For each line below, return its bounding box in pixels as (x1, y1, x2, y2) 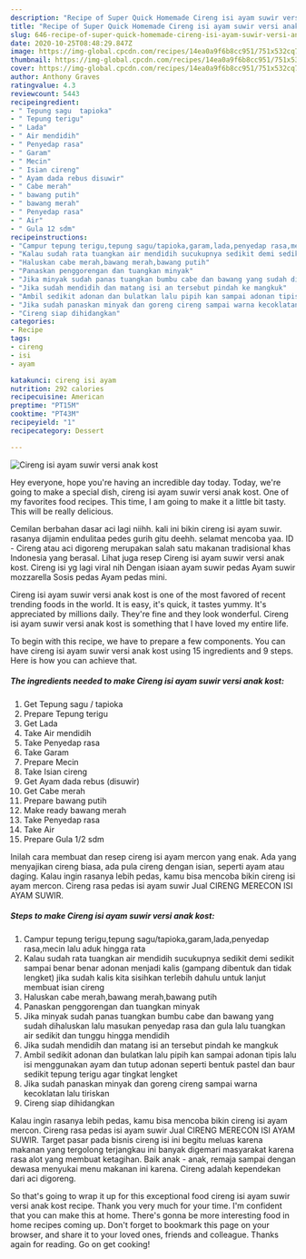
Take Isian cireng (23, 766, 88, 777)
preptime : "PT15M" (10, 401, 80, 410)
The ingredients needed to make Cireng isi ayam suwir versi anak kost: (10, 675, 285, 686)
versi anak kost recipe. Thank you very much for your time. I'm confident (10, 1200, 282, 1211)
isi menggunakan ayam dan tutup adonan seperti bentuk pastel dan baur (23, 1058, 296, 1069)
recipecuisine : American (10, 392, 104, 402)
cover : (10, 64, 35, 74)
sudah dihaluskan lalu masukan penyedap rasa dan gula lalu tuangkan (23, 1020, 286, 1031)
